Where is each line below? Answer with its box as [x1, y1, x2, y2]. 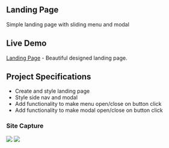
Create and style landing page [14, 87, 90, 95]
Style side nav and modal [14, 94, 78, 101]
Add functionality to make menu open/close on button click [14, 100, 162, 108]
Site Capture [6, 122, 44, 130]
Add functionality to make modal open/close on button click [14, 106, 164, 114]
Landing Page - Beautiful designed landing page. [6, 54, 128, 61]
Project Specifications [6, 72, 91, 82]
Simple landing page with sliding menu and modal [6, 20, 129, 28]
